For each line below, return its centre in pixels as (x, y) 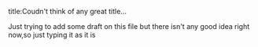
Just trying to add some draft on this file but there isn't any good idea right (129, 26)
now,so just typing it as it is (52, 35)
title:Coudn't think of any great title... (68, 11)
